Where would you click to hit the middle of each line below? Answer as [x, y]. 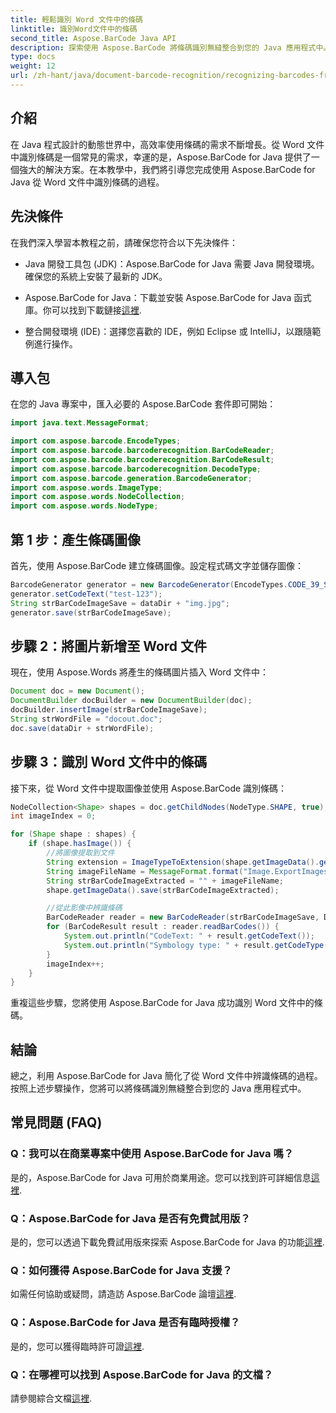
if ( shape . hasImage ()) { [80, 844]
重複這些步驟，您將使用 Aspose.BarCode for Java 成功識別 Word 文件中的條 [166, 1003]
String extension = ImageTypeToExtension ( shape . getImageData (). [183, 862]
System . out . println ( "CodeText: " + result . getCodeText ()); [189, 936]
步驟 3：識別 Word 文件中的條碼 [109, 762]
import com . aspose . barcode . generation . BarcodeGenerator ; [131, 478]
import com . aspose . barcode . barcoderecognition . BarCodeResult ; [142, 459]
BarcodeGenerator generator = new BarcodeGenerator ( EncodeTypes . [149, 585]
